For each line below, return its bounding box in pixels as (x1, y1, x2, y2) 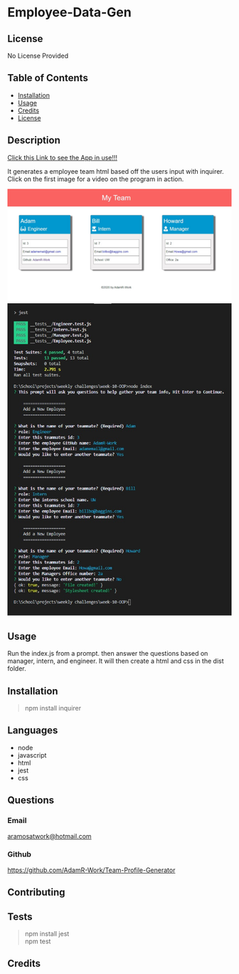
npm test (24, 937, 51, 946)
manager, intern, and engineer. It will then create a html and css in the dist (7, 656, 224, 666)
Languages (7, 724, 58, 737)
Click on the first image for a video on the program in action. (7, 174, 184, 183)
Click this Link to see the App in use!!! (7, 153, 118, 162)
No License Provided (7, 51, 69, 60)
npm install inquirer (24, 704, 82, 713)
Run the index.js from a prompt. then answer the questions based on (7, 649, 208, 658)
